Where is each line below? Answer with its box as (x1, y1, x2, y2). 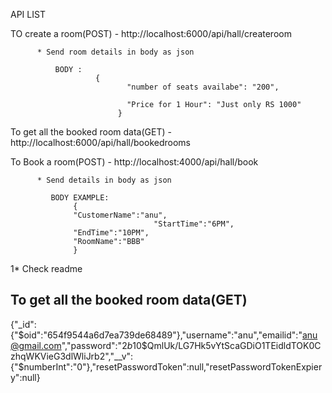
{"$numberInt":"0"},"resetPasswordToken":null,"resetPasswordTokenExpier (10, 360, 323, 373)
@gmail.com (10, 339, 62, 351)
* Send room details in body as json (36, 47, 195, 57)
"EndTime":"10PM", (73, 228, 150, 238)
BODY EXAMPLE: (50, 193, 110, 203)
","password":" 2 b (61, 339, 133, 351)
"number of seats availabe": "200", (126, 82, 280, 92)
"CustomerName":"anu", (73, 210, 168, 220)
